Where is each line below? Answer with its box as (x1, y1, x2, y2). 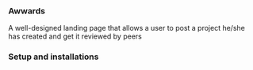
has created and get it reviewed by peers (8, 31, 143, 41)
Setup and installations (8, 51, 99, 62)
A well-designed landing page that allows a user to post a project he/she (8, 24, 246, 33)
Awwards (8, 6, 46, 17)
